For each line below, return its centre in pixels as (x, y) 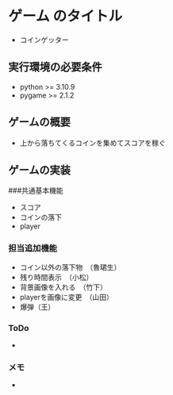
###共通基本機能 (36, 190)
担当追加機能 (33, 248)
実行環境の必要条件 (55, 67)
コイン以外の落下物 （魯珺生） (70, 267)
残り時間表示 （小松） (56, 277)
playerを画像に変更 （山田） (66, 297)
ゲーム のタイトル (65, 16)
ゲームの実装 (40, 170)
